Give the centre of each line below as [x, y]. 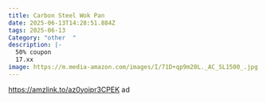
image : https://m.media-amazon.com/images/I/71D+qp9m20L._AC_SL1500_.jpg [133, 67]
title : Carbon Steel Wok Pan [57, 15]
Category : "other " [43, 38]
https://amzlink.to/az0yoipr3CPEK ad [69, 89]
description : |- [35, 45]
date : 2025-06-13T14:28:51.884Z [62, 23]
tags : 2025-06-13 [37, 30]
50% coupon [33, 52]
